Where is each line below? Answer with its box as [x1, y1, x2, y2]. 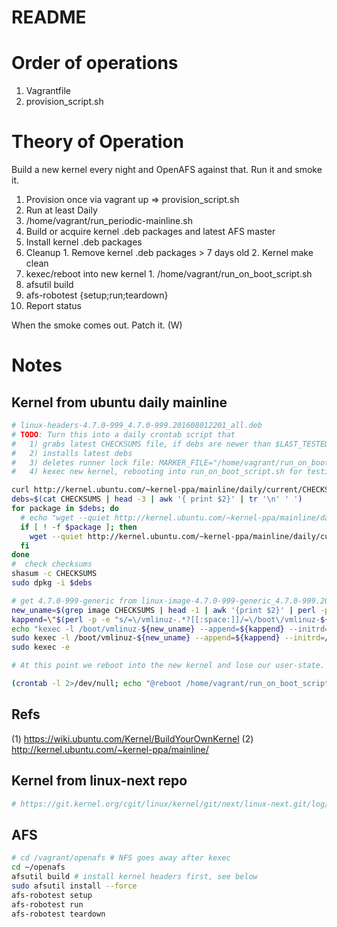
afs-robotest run [11, 899, 84, 910]
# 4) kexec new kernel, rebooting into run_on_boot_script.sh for [11, 467, 303, 477]
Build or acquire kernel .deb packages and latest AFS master [25, 226, 276, 238]
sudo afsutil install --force [11, 881, 138, 891]
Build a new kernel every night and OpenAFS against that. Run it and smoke [11, 164, 323, 176]
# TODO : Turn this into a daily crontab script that [11, 429, 236, 440]
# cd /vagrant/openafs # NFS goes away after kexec [11, 853, 231, 863]
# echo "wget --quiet [20, 512, 111, 523]
